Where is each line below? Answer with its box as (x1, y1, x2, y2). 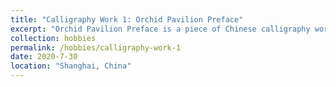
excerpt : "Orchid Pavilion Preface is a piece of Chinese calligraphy (10, 24, 311, 34)
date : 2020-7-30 (10, 52, 78, 62)
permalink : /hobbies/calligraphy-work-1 (10, 42, 182, 53)
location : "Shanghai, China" (10, 61, 132, 71)
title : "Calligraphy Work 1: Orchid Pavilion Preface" (10, 14, 244, 25)
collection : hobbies (10, 33, 97, 43)
